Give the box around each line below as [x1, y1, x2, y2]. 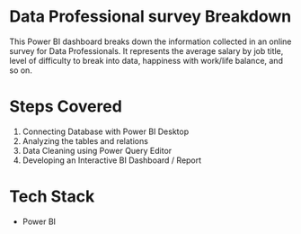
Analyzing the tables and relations [22, 135, 148, 146]
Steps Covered [9, 96, 123, 117]
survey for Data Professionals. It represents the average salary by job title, [9, 45, 284, 56]
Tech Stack [9, 186, 95, 207]
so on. [9, 65, 33, 76]
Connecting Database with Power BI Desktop [22, 126, 190, 137]
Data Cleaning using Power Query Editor [22, 145, 173, 156]
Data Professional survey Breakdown [9, 6, 292, 27]
